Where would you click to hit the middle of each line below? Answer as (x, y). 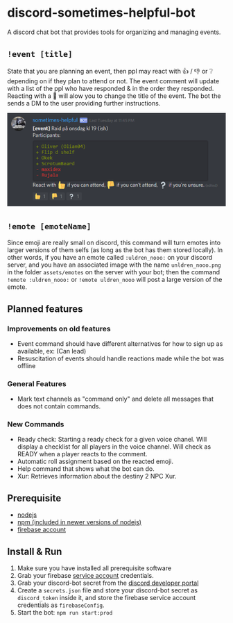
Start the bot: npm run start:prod (65, 613)
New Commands (36, 424)
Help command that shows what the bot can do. (86, 469)
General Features (37, 383)
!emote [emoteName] (49, 226)
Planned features (45, 309)
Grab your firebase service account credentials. (85, 576)
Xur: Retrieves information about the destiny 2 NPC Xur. (97, 476)
